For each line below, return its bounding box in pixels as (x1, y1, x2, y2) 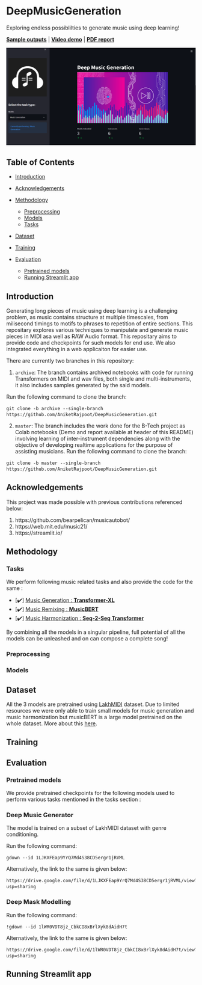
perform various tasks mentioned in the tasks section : (6, 796, 141, 803)
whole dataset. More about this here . (6, 720, 97, 727)
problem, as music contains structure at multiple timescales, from (6, 313, 168, 321)
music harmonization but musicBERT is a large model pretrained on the (6, 714, 182, 721)
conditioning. (6, 831, 39, 838)
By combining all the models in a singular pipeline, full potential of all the (6, 628, 185, 636)
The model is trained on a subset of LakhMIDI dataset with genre (6, 824, 167, 832)
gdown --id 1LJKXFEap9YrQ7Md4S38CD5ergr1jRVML (6, 855, 125, 861)
